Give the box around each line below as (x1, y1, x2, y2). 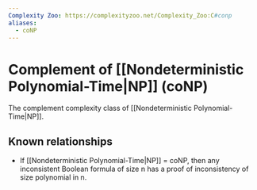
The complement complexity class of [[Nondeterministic (8, 104, 192, 113)
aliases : (8, 19, 37, 27)
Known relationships (8, 135, 113, 148)
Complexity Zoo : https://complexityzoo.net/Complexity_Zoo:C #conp (8, 11, 232, 20)
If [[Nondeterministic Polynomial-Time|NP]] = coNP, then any (19, 156, 220, 165)
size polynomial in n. (19, 173, 87, 182)
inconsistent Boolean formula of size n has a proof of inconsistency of (19, 164, 249, 174)
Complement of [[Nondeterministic (8, 60, 244, 78)
